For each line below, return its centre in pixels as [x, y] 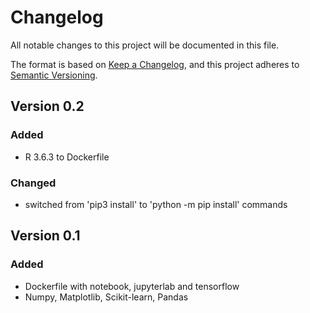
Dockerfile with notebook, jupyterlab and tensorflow [132, 286]
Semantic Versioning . [54, 75]
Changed [33, 183]
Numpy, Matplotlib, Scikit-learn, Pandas [106, 297]
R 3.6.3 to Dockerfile [67, 157]
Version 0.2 [47, 106]
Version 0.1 [45, 236]
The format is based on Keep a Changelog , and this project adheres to [155, 64]
